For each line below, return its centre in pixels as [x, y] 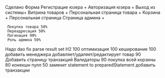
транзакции [17, 70]
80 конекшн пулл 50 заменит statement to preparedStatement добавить [80, 65]
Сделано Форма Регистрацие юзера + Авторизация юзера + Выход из [80, 7]
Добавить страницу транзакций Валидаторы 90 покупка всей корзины [80, 60]
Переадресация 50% [26, 31]
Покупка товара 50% [28, 27]
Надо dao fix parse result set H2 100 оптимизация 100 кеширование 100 [81, 49]
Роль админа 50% [24, 40]
